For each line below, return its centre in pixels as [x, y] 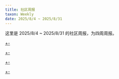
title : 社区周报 [20, 10]
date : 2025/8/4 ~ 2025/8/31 [34, 19]
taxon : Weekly [20, 14]
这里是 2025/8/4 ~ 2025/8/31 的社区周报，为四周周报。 [61, 33]
